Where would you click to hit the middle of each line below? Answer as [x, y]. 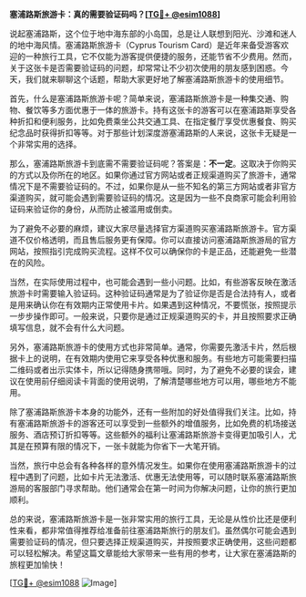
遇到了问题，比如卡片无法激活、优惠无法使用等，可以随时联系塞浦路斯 [157, 477]
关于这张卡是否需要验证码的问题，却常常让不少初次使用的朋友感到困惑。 [145, 68]
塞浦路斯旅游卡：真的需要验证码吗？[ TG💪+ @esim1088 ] [115, 14]
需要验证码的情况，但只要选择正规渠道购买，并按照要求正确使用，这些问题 [149, 542]
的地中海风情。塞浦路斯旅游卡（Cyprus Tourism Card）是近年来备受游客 [145, 45]
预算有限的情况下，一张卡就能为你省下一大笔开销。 [129, 446]
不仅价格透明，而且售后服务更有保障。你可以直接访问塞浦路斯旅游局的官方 [157, 240]
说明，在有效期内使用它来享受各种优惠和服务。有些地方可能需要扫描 [168, 358]
